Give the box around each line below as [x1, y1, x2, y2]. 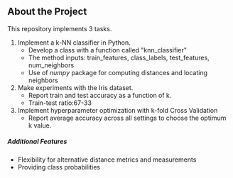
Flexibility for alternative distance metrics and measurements [17, 155, 197, 164]
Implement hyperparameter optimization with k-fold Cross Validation [17, 106, 218, 114]
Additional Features [7, 138, 67, 146]
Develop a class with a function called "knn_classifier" [28, 45, 187, 54]
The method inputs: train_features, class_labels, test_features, [28, 53, 210, 62]
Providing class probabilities [17, 162, 101, 171]
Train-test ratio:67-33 [28, 99, 92, 107]
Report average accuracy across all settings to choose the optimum [28, 113, 227, 122]
